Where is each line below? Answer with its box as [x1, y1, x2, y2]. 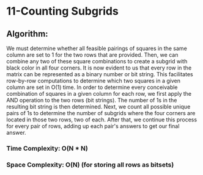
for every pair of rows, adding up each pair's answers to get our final [6, 123, 180, 129]
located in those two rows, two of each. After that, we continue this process [6, 116, 197, 123]
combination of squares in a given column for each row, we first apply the [6, 90, 192, 97]
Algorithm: [6, 29, 48, 39]
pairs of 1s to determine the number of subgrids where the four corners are [6, 110, 196, 116]
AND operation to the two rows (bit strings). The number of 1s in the [6, 96, 177, 104]
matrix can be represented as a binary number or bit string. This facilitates [6, 71, 194, 77]
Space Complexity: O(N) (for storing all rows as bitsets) [6, 160, 174, 169]
